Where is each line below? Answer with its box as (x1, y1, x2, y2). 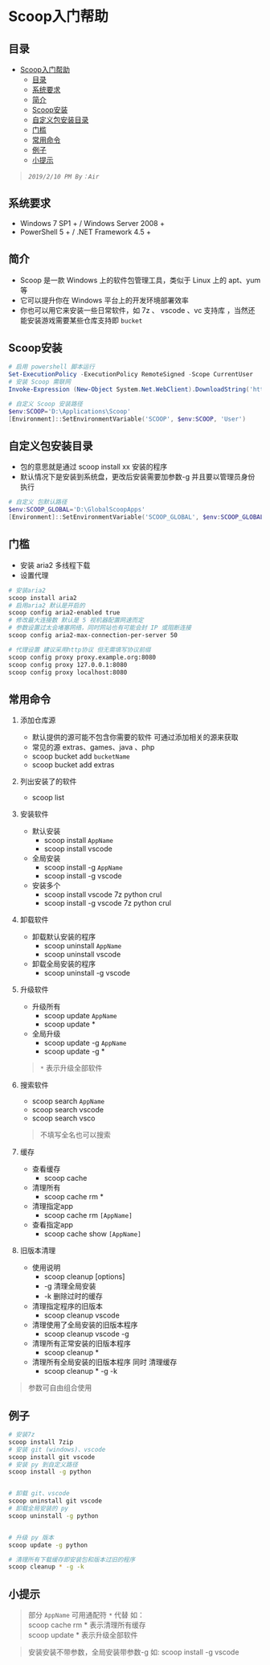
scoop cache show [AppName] (43, 1229, 142, 1239)
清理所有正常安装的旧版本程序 (31, 1338, 131, 1348)
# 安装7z (8, 1431, 35, 1439)
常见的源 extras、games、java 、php (31, 742, 155, 752)
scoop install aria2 (8, 594, 78, 602)
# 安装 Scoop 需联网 (8, 378, 71, 386)
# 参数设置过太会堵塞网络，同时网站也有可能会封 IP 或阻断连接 (8, 624, 192, 632)
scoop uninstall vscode (43, 950, 121, 960)
